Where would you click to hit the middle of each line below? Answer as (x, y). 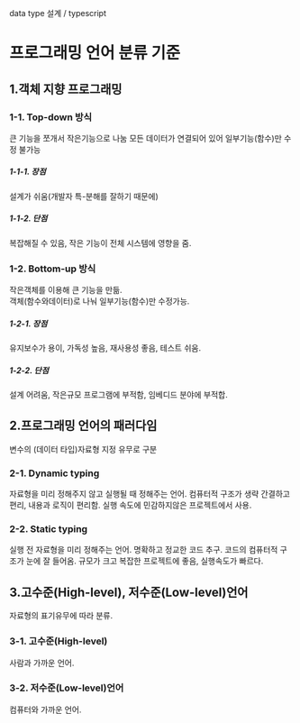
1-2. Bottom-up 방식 (53, 269)
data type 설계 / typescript (58, 13)
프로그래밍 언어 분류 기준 (95, 53)
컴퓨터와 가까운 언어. (45, 709)
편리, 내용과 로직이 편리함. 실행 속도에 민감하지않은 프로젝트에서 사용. (131, 505)
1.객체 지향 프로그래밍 (66, 89)
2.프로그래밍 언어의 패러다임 (83, 426)
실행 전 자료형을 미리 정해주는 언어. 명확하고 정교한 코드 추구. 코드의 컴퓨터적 (144, 550)
